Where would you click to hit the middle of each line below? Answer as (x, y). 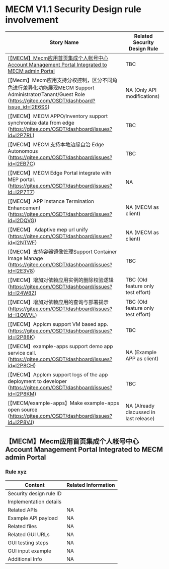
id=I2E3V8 (21, 271)
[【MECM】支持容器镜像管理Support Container (62, 252)
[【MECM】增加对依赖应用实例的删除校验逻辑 (61, 280)
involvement (32, 20)
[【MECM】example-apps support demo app (60, 346)
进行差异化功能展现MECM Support (54, 88)
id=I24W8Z (21, 293)
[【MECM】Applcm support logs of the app (58, 374)
